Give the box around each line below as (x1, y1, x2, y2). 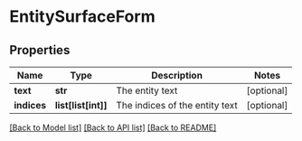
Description (150, 70, 203, 81)
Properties (9, 42, 71, 58)
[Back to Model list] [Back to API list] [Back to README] (9, 122, 217, 133)
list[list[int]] (54, 99, 108, 111)
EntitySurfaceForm (9, 6, 156, 27)
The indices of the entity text (116, 99, 238, 111)
